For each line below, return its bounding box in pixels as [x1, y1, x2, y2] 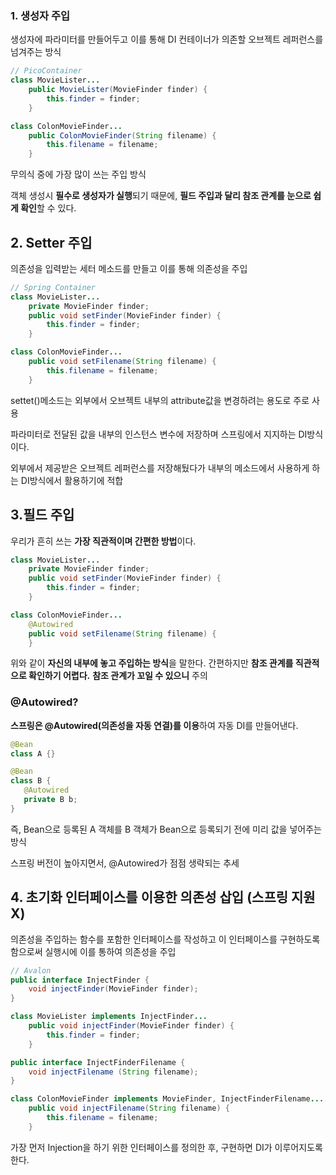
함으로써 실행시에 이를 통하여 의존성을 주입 [10, 945, 177, 957]
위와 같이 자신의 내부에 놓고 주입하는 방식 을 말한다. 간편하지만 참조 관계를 [10, 657, 294, 669]
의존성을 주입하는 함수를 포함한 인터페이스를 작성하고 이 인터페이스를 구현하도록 [10, 933, 321, 945]
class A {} [10, 748, 56, 759]
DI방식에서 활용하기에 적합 [20, 474, 124, 486]
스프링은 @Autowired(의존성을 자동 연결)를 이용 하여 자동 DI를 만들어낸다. [10, 719, 299, 731]
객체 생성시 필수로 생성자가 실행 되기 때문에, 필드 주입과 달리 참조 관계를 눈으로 [10, 190, 312, 202]
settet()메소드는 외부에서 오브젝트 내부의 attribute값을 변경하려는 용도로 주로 [10, 394, 310, 406]
